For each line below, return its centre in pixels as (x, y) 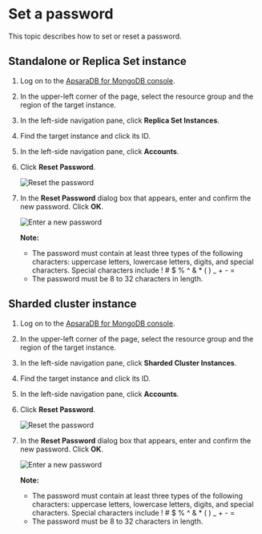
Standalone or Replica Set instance (97, 61)
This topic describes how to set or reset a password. (95, 36)
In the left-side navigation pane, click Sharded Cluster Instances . (128, 362)
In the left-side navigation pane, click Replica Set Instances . (120, 120)
